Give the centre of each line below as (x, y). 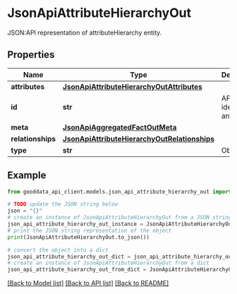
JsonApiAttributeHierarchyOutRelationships (139, 139)
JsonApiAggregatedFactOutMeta (120, 127)
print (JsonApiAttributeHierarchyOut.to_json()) (79, 237)
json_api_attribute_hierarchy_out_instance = (75, 224)
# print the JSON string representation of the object (90, 230)
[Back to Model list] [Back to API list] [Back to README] (88, 283)
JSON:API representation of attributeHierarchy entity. (85, 33)
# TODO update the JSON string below (63, 204)
